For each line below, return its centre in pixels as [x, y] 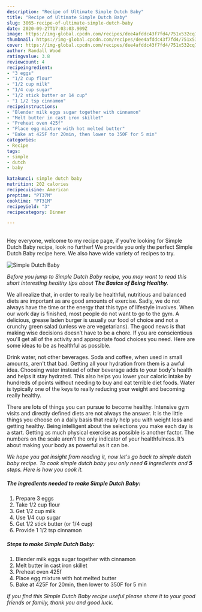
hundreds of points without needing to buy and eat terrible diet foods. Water [101, 383]
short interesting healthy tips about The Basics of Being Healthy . [88, 283]
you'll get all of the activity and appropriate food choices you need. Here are [101, 339]
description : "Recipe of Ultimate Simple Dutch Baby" [76, 12]
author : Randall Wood [34, 51]
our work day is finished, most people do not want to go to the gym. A [93, 314]
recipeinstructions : [33, 106]
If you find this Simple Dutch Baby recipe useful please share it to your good [101, 596]
